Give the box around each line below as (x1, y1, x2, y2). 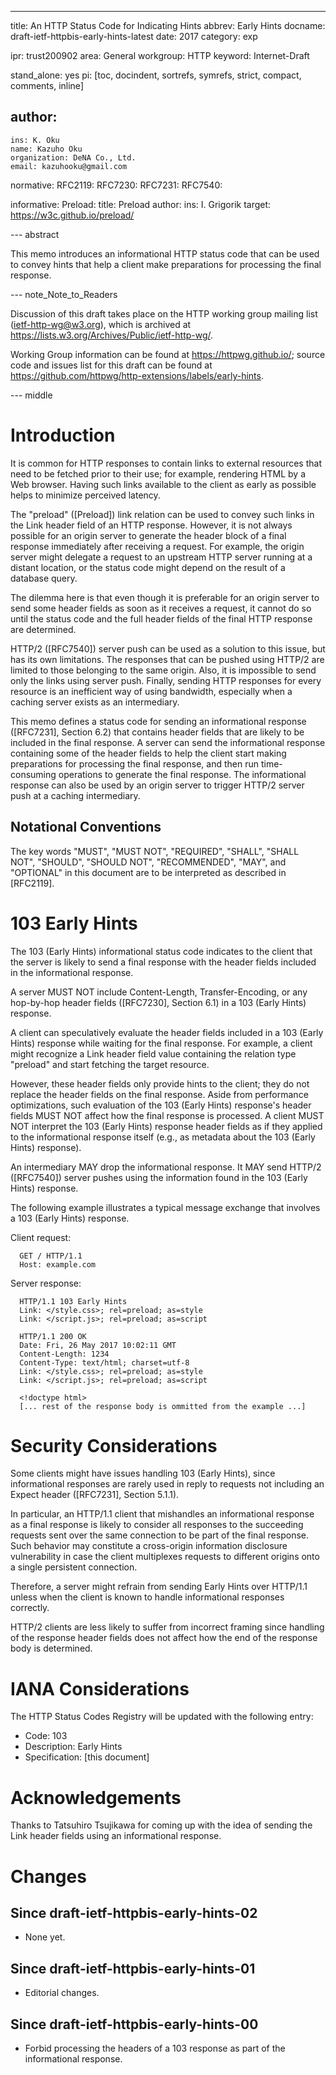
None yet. (24, 1931, 66, 1943)
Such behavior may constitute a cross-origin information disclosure (10, 1540, 288, 1552)
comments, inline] (10, 80, 84, 91)
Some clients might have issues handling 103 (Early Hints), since (10, 1467, 276, 1480)
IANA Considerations (10, 1677, 190, 1700)
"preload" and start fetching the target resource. (10, 1058, 210, 1070)
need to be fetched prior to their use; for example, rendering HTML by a (10, 467, 307, 480)
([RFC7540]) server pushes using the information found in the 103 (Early (10, 1171, 308, 1183)
